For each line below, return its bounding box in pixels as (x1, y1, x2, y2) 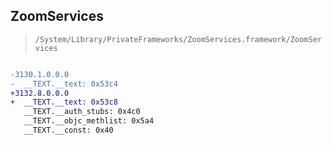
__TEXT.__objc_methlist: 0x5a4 (23, 116, 155, 126)
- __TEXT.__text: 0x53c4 (10, 79, 118, 89)
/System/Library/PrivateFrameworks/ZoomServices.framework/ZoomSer (34, 34, 322, 44)
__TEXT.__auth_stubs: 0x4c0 (23, 107, 141, 117)
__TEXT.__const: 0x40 (23, 125, 114, 136)
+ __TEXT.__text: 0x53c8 (10, 97, 118, 108)
